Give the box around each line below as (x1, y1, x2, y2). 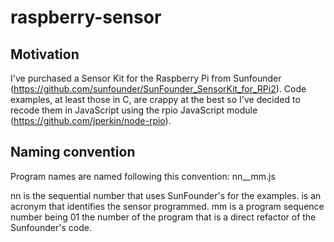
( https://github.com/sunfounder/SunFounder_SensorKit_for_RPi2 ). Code (10, 83, 307, 95)
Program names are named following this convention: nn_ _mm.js (10, 170, 276, 182)
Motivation (10, 46, 80, 63)
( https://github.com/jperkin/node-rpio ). (10, 115, 172, 126)
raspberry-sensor (10, 6, 162, 29)
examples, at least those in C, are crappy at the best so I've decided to (10, 94, 301, 105)
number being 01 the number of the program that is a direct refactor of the (10, 211, 317, 223)
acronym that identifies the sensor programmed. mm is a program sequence (10, 200, 325, 212)
